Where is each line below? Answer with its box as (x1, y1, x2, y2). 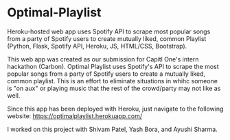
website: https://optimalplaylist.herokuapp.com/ (7, 111, 143, 120)
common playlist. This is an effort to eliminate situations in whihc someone (7, 76, 218, 85)
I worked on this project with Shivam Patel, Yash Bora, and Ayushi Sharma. (7, 125, 218, 133)
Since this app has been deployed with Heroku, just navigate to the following (7, 104, 224, 113)
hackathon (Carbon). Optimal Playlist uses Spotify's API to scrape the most (7, 62, 219, 70)
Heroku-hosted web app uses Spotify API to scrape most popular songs (7, 27, 211, 36)
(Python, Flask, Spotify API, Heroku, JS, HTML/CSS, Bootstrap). (7, 42, 187, 50)
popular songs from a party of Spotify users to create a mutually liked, (7, 70, 206, 78)
